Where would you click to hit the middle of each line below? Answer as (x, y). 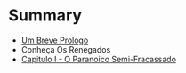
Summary (45, 16)
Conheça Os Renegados (66, 49)
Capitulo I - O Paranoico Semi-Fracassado (99, 59)
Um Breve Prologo (55, 40)
